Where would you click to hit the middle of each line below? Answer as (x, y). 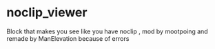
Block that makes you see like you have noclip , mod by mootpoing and (107, 31)
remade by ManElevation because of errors (68, 38)
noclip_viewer (47, 13)
